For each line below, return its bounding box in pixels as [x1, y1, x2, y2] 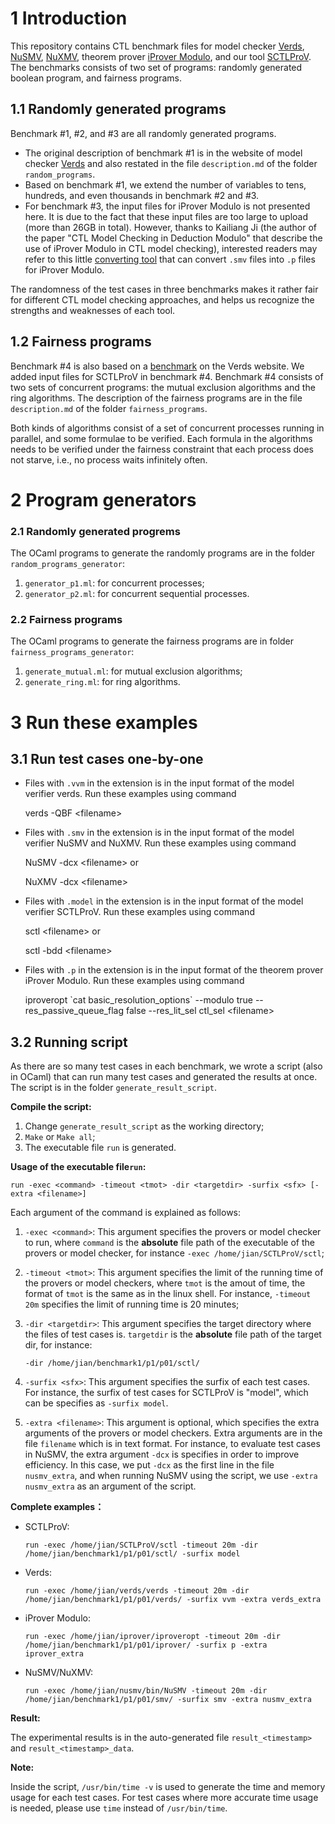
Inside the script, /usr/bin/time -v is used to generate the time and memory [10, 1781, 326, 1793]
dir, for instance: [24, 1339, 93, 1351]
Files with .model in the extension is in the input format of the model [24, 895, 304, 907]
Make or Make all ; [24, 1131, 96, 1143]
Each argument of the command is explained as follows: [10, 1207, 242, 1219]
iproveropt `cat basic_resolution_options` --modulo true [24, 994, 253, 1006]
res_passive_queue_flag [24, 1005, 124, 1017]
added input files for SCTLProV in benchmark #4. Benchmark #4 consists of [10, 370, 324, 382]
